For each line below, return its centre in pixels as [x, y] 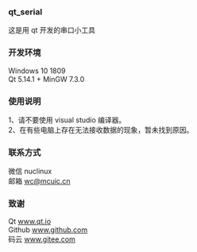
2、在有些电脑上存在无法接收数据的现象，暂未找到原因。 [101, 130]
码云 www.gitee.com [42, 239]
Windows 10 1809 [37, 71]
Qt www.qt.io [30, 222]
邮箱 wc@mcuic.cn [39, 181]
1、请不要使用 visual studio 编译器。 [67, 120]
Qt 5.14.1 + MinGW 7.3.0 [46, 79]
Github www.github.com [48, 230]
